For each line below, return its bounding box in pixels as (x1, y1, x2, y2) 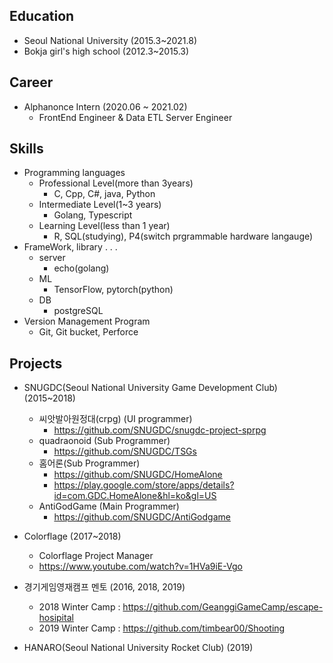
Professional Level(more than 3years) (38, 177, 194, 189)
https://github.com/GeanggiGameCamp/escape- (122, 601, 324, 613)
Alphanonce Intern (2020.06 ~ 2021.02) (23, 100, 188, 113)
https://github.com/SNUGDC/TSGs (53, 445, 197, 458)
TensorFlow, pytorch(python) (53, 284, 174, 296)
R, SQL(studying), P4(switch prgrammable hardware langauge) (53, 230, 314, 243)
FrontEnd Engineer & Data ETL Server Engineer (38, 111, 233, 123)
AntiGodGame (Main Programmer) (38, 500, 180, 513)
